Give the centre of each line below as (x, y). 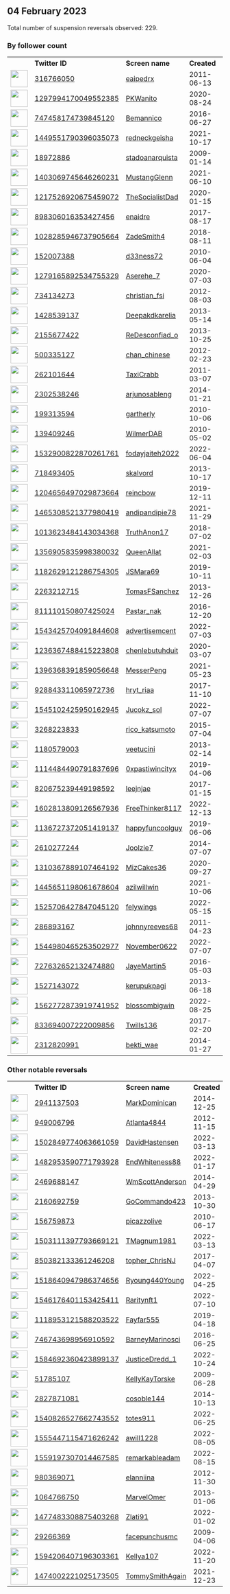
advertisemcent (151, 631)
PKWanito (141, 99)
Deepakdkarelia (151, 316)
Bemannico (144, 118)
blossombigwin (150, 1006)
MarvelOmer (146, 1497)
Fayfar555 (142, 1320)
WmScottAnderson (156, 1182)
